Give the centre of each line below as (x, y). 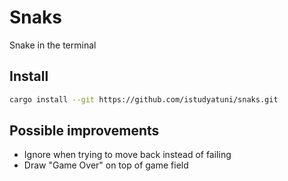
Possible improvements (84, 131)
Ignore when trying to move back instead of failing (127, 155)
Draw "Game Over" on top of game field (106, 165)
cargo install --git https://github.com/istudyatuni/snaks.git (144, 99)
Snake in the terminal (53, 45)
